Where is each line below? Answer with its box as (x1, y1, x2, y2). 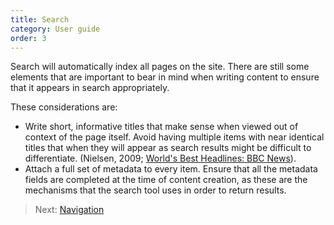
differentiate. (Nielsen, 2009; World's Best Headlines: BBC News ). (24, 152, 297, 165)
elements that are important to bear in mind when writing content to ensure (10, 71, 320, 83)
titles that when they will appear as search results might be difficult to (24, 142, 312, 154)
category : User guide (10, 24, 101, 34)
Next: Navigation (34, 204, 105, 216)
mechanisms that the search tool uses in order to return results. (24, 184, 287, 196)
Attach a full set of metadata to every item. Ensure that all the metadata (24, 163, 318, 175)
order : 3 (10, 33, 47, 43)
